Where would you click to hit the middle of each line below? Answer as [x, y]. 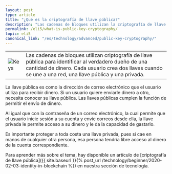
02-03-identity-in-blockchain [36, 166]
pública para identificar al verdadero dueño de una [87, 61]
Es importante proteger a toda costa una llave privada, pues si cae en [79, 134]
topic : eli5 [18, 34]
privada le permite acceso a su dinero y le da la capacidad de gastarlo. [80, 124]
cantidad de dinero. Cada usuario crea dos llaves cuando [94, 68]
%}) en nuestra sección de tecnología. [109, 166]
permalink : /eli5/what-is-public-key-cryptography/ [61, 29]
